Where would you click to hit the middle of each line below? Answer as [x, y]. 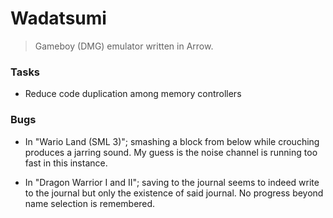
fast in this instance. [66, 163]
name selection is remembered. [90, 203]
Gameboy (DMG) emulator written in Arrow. [124, 46]
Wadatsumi [58, 18]
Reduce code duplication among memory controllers [133, 94]
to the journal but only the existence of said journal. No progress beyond [174, 193]
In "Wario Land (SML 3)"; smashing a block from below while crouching [172, 141]
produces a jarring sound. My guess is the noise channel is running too [171, 152]
